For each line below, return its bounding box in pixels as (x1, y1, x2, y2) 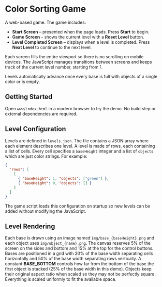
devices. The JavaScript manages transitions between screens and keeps (5, 59, 152, 65)
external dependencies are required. (5, 111, 78, 117)
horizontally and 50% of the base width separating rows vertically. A (5, 256, 142, 262)
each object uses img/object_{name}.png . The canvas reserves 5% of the (5, 240, 151, 246)
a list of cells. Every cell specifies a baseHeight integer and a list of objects (5, 148, 154, 154)
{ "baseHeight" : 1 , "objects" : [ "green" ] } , (17, 176, 109, 181)
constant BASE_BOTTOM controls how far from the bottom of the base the (5, 261, 154, 267)
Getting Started (5, 93, 53, 101)
